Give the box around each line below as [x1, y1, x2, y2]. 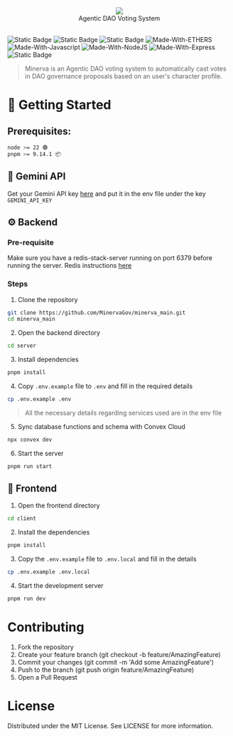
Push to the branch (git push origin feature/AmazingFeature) [17, 665, 195, 674]
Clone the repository [17, 295, 78, 304]
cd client [7, 515, 37, 522]
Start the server [17, 449, 64, 457]
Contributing [7, 619, 85, 636]
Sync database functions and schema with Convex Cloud [17, 422, 186, 430]
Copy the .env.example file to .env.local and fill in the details [17, 555, 197, 564]
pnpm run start [7, 462, 53, 470]
